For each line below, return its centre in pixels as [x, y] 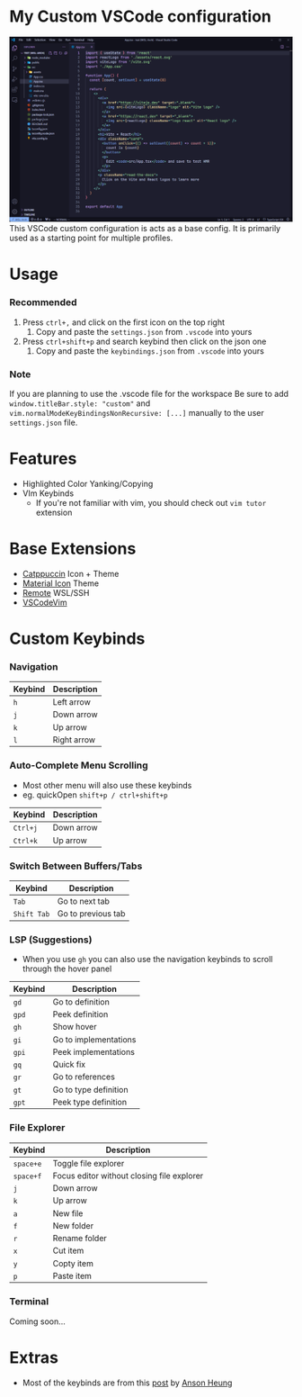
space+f [27, 1176]
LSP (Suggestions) [51, 940]
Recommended [44, 302]
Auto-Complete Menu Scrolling [79, 765]
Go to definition [81, 1002]
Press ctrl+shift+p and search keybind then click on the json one [144, 341]
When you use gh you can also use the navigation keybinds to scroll [147, 960]
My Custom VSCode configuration [140, 17]
